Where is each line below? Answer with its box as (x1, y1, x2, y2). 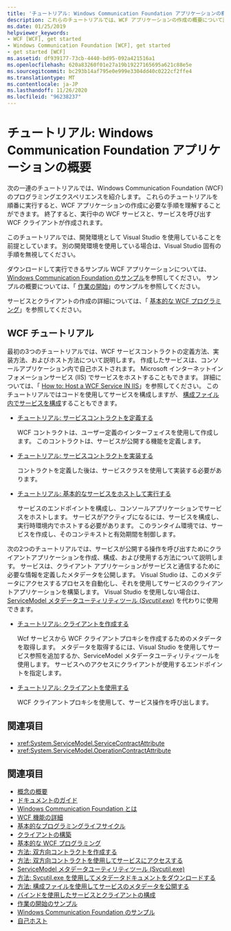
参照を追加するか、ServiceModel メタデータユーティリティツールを (29, 651, 220, 659)
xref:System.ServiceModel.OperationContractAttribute (16, 746, 171, 754)
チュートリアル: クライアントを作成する (16, 619, 129, 628)
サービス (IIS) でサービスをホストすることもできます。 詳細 (49, 373, 216, 381)
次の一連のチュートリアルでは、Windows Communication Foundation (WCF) (7, 183, 223, 192)
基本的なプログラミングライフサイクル (16, 822, 126, 830)
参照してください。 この (151, 381, 219, 390)
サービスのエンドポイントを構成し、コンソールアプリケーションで (16, 504, 204, 512)
